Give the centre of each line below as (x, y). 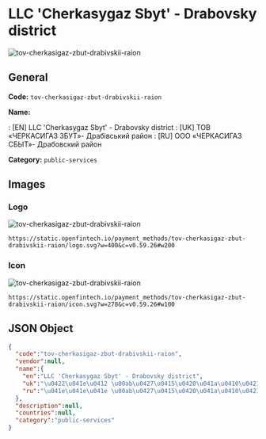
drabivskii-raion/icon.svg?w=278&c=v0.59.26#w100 (92, 304)
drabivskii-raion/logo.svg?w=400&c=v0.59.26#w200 (92, 246)
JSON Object (41, 328)
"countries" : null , (46, 413)
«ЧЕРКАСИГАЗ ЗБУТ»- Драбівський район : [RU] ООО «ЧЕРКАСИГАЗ (125, 136)
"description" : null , (49, 406)
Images (27, 184)
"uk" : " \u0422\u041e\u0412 (65, 384)
